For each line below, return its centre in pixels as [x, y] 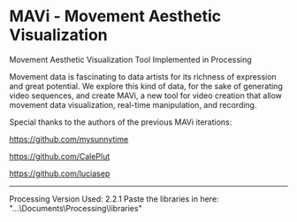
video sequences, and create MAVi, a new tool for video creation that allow [146, 96]
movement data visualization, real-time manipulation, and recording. [133, 104]
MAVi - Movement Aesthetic [115, 16]
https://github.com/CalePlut [60, 156]
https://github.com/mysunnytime [69, 139]
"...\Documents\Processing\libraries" [76, 208]
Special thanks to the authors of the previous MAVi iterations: [121, 122]
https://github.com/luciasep [60, 173]
